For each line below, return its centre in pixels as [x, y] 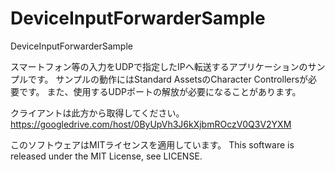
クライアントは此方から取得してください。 [97, 113]
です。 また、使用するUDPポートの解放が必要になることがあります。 [160, 91]
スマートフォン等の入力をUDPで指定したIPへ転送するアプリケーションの [159, 66]
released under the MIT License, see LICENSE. [106, 156]
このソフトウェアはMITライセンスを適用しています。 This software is [152, 144]
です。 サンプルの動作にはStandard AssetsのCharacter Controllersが [168, 79]
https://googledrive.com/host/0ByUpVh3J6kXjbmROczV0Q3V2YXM [151, 124]
